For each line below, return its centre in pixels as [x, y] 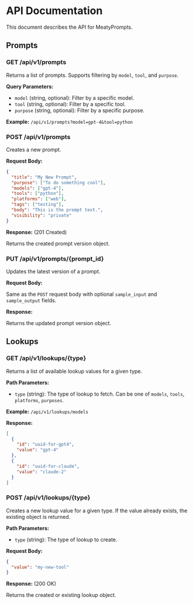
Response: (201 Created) [37, 232]
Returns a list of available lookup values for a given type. [74, 371]
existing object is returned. [38, 517]
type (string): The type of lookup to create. [66, 539]
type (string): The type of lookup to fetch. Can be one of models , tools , [99, 394]
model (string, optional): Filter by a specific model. [74, 97]
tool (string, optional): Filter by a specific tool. [70, 104]
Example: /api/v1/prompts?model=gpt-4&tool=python [70, 122]
